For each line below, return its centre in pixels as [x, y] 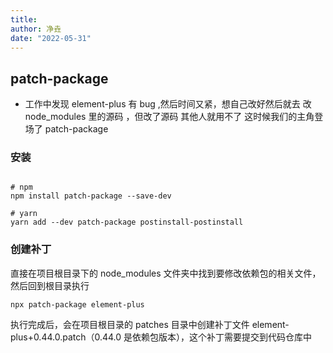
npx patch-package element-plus [77, 304]
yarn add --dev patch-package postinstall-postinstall [127, 222]
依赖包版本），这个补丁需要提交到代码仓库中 [222, 337]
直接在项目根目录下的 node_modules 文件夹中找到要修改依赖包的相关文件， [166, 273]
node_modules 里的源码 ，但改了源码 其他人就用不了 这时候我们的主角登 [174, 117]
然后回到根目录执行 [50, 285]
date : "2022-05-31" [51, 38]
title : [24, 19]
